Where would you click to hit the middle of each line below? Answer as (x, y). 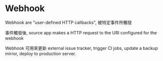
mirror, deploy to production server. (41, 53)
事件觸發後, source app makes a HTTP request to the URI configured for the (81, 32)
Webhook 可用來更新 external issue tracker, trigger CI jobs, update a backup (81, 48)
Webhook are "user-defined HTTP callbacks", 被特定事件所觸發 (69, 22)
